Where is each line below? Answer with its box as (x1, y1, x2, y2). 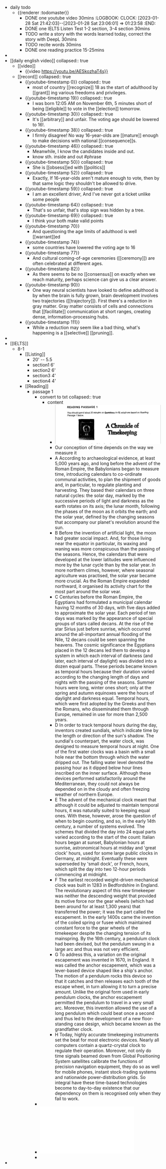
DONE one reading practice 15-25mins (25, 47, 104, 53)
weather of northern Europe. (55, 791, 114, 797)
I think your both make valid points (32, 218, 104, 224)
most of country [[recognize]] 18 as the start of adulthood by (32, 84, 158, 90)
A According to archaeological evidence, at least (55, 455, 155, 461)
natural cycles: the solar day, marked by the (55, 492, 145, 498)
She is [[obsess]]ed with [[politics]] (32, 164, 105, 170)
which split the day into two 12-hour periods (55, 866, 146, 872)
